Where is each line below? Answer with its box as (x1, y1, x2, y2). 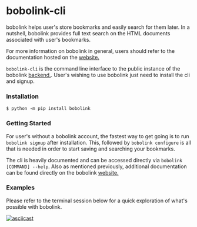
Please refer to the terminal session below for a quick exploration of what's (6, 197, 188, 204)
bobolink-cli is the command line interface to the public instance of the (6, 65, 181, 72)
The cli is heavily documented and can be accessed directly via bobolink (6, 156, 182, 163)
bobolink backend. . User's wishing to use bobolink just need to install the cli (6, 71, 190, 78)
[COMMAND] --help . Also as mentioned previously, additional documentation (6, 163, 187, 170)
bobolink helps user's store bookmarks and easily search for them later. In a (6, 24, 190, 31)
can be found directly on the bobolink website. (6, 169, 119, 176)
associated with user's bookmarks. (6, 36, 91, 43)
